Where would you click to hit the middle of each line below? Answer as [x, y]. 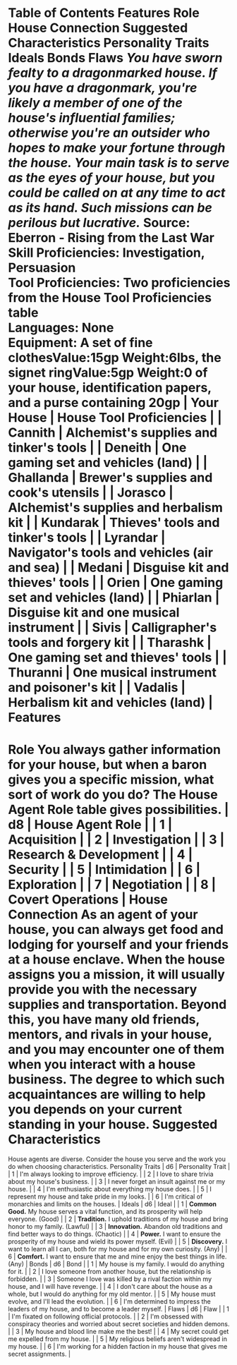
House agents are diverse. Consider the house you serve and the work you [117, 1159]
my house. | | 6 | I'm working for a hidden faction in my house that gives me [118, 1347]
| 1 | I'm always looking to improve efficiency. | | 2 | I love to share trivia [111, 1174]
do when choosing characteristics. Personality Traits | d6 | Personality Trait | [119, 1167]
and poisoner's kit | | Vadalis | [97, 687]
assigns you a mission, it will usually [116, 975]
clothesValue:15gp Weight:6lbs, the [115, 358]
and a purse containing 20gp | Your [114, 403]
